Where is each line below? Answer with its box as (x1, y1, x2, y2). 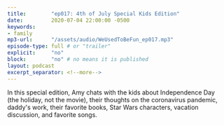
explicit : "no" (7, 50, 64, 57)
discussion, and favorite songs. (7, 110, 98, 119)
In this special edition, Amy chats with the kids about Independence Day (7, 88, 216, 97)
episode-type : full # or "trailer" (7, 43, 111, 50)
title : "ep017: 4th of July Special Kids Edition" (7, 10, 180, 17)
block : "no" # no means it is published (7, 56, 149, 63)
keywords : (7, 23, 36, 30)
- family (7, 29, 33, 37)
